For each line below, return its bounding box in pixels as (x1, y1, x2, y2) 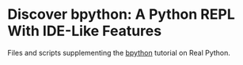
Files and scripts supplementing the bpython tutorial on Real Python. (7, 48, 231, 57)
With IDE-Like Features (7, 22, 162, 40)
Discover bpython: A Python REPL (7, 5, 235, 23)
